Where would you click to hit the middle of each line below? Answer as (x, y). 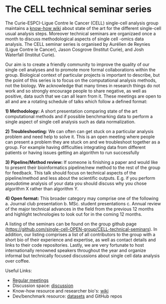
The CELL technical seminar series (79, 9)
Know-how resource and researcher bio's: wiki (60, 291)
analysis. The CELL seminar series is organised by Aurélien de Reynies (78, 44)
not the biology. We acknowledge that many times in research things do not (83, 85)
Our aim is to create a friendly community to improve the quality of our (77, 64)
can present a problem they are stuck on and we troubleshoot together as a (83, 142)
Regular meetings (30, 280)
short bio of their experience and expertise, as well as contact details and (81, 240)
